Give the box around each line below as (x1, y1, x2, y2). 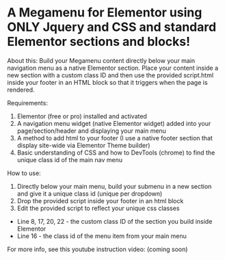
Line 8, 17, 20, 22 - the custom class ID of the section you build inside (16, 217, 213, 225)
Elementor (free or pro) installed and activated (16, 112, 147, 120)
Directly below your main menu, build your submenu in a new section (16, 182, 212, 190)
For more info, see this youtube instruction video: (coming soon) (7, 245, 188, 253)
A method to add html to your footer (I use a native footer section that (16, 133, 213, 142)
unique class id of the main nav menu (16, 155, 123, 164)
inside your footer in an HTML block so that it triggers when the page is (7, 78, 208, 86)
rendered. (7, 86, 36, 94)
